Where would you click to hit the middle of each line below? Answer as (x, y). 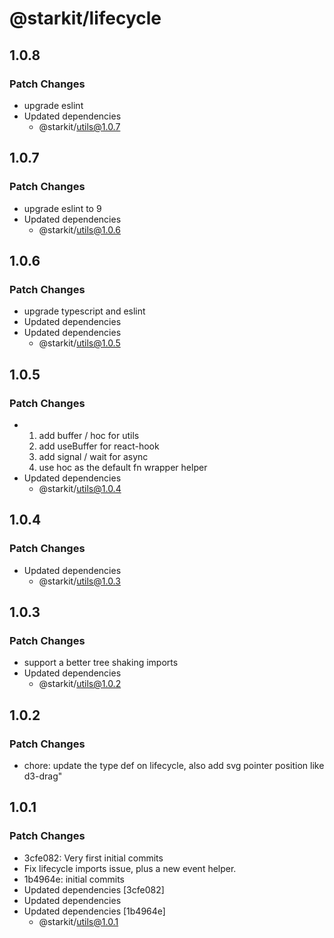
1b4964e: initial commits (74, 879)
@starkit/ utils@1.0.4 (80, 488)
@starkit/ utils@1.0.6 (79, 229)
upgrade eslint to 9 (62, 208)
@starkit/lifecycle (85, 18)
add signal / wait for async (93, 456)
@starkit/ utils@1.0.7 (79, 126)
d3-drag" (43, 776)
